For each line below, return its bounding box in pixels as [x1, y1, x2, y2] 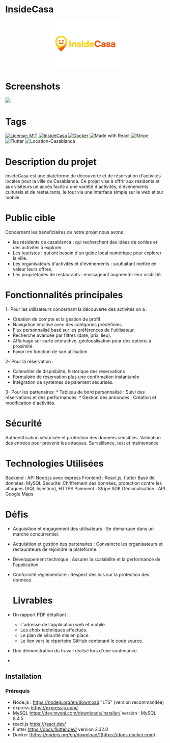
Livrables [12, 595, 53, 606]
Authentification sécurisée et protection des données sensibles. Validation [5, 435, 161, 441]
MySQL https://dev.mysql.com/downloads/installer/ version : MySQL [12, 710, 157, 716]
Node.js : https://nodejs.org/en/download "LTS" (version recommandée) [12, 699, 164, 705]
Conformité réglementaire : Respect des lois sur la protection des [12, 571, 150, 577]
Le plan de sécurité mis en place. [20, 632, 90, 638]
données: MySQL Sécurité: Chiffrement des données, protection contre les [5, 480, 162, 486]
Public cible [5, 213, 56, 224]
